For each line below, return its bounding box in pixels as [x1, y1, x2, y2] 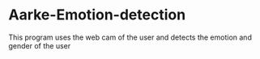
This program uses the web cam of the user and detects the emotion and [8, 32, 253, 42]
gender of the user [8, 40, 71, 50]
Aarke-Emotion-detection [8, 6, 186, 24]
